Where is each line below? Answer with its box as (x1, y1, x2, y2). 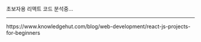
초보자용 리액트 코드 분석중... (6, 5, 74, 12)
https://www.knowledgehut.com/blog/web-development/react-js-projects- (6, 23, 191, 30)
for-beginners (6, 29, 41, 36)
